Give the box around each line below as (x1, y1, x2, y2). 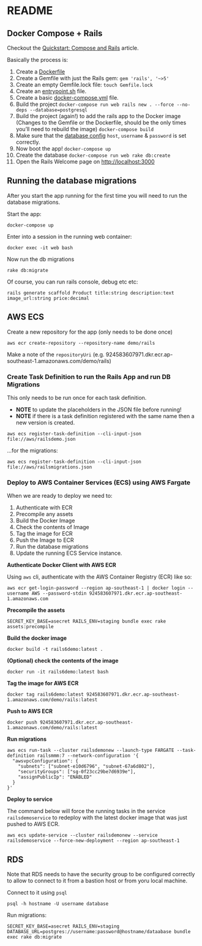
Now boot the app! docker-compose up (15, 145, 111, 152)
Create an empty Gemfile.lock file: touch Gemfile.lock (15, 81, 153, 88)
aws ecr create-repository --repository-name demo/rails (7, 340, 155, 346)
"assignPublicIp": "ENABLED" (18, 774, 92, 781)
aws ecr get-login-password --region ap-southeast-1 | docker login (7, 585, 185, 591)
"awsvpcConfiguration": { (12, 758, 79, 764)
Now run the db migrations (7, 255, 75, 263)
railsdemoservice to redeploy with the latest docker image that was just (7, 814, 187, 821)
